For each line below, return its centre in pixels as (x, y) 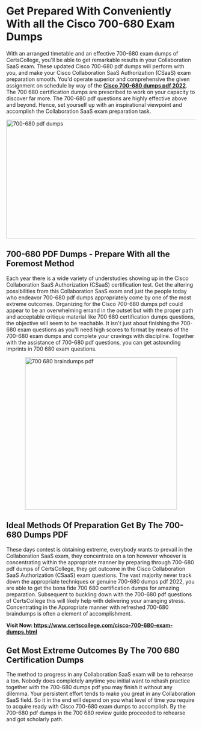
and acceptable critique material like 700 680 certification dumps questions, (101, 317)
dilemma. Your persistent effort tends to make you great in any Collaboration (101, 694)
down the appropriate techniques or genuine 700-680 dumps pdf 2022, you (100, 581)
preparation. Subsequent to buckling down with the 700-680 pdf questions (99, 594)
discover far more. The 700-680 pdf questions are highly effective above (97, 98)
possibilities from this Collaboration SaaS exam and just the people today (97, 291)
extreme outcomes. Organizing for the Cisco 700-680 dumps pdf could (95, 304)
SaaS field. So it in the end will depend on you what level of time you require (100, 700)
